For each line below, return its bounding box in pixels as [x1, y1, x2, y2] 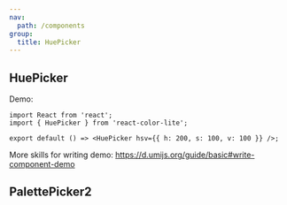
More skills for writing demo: [9, 149, 113, 160]
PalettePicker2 [9, 185, 92, 200]
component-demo [9, 159, 75, 170]
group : [9, 29, 34, 38]
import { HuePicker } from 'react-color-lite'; [9, 118, 189, 128]
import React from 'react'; [9, 111, 113, 120]
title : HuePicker [17, 37, 81, 47]
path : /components [17, 21, 86, 30]
